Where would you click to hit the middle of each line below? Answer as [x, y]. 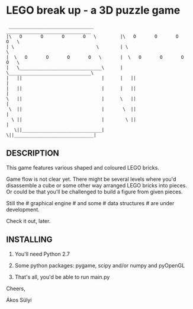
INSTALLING [29, 240]
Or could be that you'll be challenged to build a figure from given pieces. [94, 192]
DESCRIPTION [33, 153]
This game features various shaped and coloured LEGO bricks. [83, 167]
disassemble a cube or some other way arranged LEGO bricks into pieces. [97, 185]
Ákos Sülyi [19, 300]
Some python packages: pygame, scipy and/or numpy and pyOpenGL [100, 265]
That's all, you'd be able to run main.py [62, 277]
